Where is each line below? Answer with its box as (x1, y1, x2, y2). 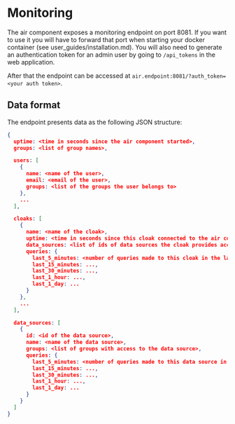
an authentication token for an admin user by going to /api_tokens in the (7, 50, 215, 59)
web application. (7, 57, 55, 66)
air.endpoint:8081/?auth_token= (131, 72, 227, 80)
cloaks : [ (13, 215, 42, 222)
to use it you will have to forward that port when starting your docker (7, 35, 205, 43)
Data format (7, 100, 61, 111)
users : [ (13, 157, 39, 164)
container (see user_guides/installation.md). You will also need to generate (7, 43, 222, 51)
